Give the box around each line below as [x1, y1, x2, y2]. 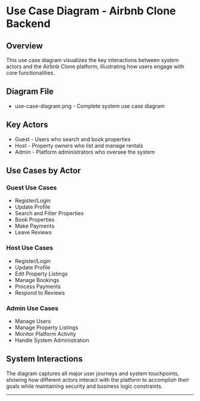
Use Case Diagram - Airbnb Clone [6, 4, 176, 18]
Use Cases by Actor [6, 166, 82, 176]
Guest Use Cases [6, 183, 57, 192]
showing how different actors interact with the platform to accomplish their [6, 376, 189, 383]
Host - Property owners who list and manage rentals [14, 142, 143, 149]
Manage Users [14, 317, 51, 325]
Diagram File [6, 87, 54, 97]
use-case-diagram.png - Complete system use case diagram [14, 102, 165, 109]
